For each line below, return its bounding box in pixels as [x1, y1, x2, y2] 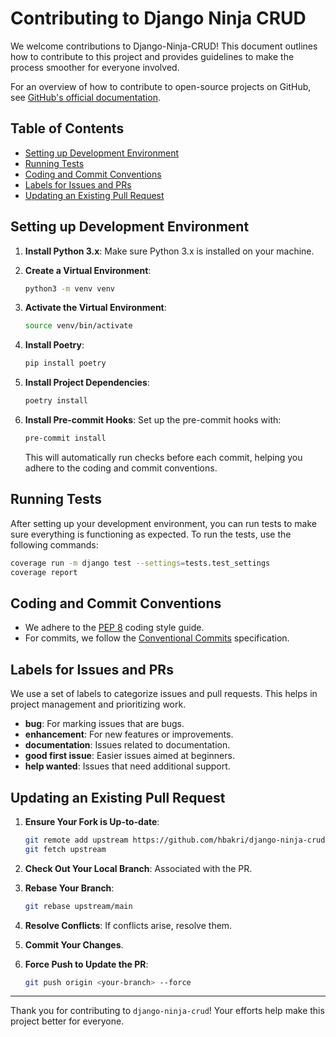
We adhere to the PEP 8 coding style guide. [24, 622, 205, 634]
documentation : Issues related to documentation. [24, 739, 231, 751]
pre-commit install [24, 433, 107, 444]
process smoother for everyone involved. [10, 61, 180, 73]
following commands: [10, 538, 99, 551]
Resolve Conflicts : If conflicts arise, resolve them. [24, 919, 233, 931]
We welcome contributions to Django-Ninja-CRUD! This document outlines [10, 40, 318, 52]
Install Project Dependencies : [24, 377, 150, 389]
